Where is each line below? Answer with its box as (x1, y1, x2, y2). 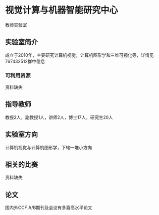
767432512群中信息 (5, 58, 46, 64)
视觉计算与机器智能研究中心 (5, 4, 118, 16)
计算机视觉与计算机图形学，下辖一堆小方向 (5, 144, 92, 150)
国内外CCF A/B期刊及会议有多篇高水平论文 (5, 205, 93, 211)
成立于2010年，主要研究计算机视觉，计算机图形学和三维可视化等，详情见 (5, 52, 154, 58)
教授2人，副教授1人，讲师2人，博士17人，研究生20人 (5, 114, 113, 120)
